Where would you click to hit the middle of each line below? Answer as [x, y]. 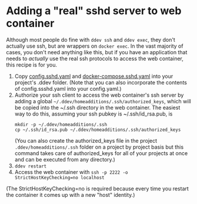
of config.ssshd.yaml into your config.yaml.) [68, 88]
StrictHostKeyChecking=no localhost [59, 177]
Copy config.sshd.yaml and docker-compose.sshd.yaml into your [94, 76]
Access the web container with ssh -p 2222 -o [71, 172]
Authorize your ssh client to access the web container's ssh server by [99, 95]
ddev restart [31, 166]
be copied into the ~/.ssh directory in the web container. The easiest [97, 107]
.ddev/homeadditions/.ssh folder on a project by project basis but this [99, 147]
